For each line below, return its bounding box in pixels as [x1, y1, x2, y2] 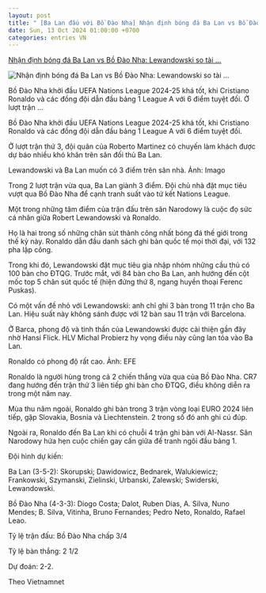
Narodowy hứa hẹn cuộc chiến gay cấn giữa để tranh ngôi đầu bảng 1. [8, 436, 237, 446]
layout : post [8, 11, 51, 20]
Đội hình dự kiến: [8, 451, 63, 461]
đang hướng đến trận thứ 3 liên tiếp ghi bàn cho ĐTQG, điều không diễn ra [8, 380, 251, 390]
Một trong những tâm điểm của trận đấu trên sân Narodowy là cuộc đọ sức [8, 205, 253, 214]
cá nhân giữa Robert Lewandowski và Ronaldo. [8, 213, 161, 222]
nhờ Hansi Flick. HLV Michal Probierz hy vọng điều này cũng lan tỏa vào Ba [8, 333, 253, 342]
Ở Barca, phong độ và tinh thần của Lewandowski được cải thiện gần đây [8, 325, 247, 334]
